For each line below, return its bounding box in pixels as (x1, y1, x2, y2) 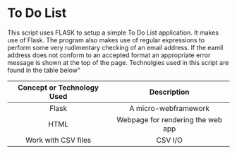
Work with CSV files (25, 135, 92, 145)
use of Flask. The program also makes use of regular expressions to (7, 35, 205, 44)
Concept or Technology (17, 83, 99, 93)
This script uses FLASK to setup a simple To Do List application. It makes (7, 28, 219, 37)
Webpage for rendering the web (116, 114, 223, 124)
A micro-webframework (129, 103, 210, 113)
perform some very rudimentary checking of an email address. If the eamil (7, 43, 224, 52)
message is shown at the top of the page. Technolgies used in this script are (7, 58, 229, 66)
